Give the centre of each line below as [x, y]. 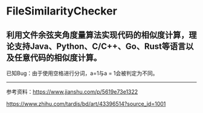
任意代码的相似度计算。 [58, 58]
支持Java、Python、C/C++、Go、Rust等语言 [100, 46]
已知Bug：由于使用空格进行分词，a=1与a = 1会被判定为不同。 [82, 73]
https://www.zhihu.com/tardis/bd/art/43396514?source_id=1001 [86, 104]
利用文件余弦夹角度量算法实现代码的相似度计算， [98, 35]
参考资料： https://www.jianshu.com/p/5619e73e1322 [72, 92]
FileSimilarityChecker [62, 11]
